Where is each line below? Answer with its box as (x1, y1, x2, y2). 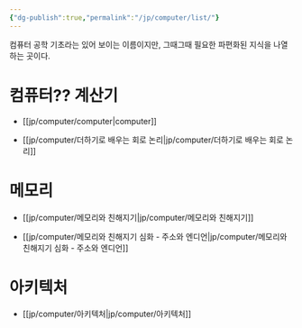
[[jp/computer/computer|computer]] (22, 115, 158, 126)
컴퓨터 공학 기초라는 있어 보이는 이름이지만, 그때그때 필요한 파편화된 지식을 (9, 39, 272, 50)
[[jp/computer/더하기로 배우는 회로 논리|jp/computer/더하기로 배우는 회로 (22, 134, 284, 145)
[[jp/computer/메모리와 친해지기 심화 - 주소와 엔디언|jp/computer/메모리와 (22, 231, 288, 241)
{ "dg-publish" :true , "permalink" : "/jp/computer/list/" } (9, 13, 220, 23)
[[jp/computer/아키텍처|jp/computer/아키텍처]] (22, 308, 192, 320)
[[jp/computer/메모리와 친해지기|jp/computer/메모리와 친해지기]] (22, 212, 254, 223)
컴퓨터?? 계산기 (9, 85, 119, 105)
